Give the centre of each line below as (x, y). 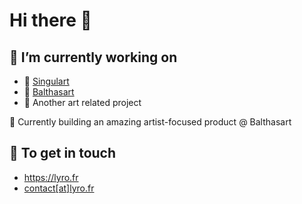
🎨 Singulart (46, 81)
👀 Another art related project (82, 102)
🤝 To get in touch (63, 153)
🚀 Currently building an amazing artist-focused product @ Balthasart (150, 122)
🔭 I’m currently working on (93, 57)
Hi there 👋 (50, 20)
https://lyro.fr (51, 177)
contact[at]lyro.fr (59, 188)
